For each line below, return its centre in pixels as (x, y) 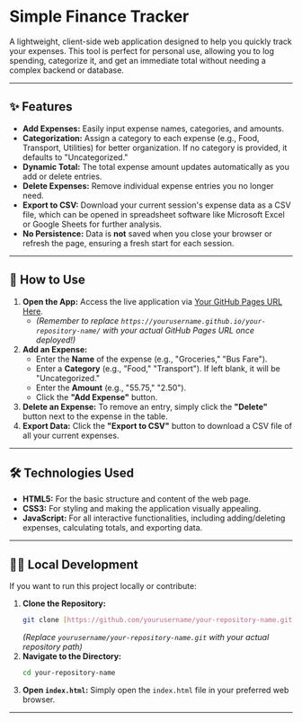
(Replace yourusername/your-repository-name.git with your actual (146, 637)
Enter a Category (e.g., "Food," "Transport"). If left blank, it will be (158, 368)
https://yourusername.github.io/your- (194, 321)
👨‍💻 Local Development (74, 564)
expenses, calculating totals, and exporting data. (112, 528)
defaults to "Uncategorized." (75, 157)
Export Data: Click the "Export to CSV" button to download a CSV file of (157, 425)
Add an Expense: (55, 349)
